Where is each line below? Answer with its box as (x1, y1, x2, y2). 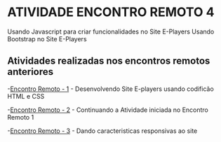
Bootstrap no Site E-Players (7, 34, 87, 43)
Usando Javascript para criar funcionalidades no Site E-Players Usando (7, 27, 215, 36)
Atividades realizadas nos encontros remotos (7, 55, 210, 67)
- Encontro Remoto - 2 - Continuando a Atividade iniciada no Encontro (7, 106, 209, 114)
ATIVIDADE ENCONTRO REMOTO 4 (7, 4, 215, 20)
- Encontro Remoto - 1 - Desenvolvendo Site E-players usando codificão (7, 85, 214, 93)
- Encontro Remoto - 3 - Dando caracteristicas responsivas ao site (7, 127, 198, 135)
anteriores (7, 66, 54, 78)
